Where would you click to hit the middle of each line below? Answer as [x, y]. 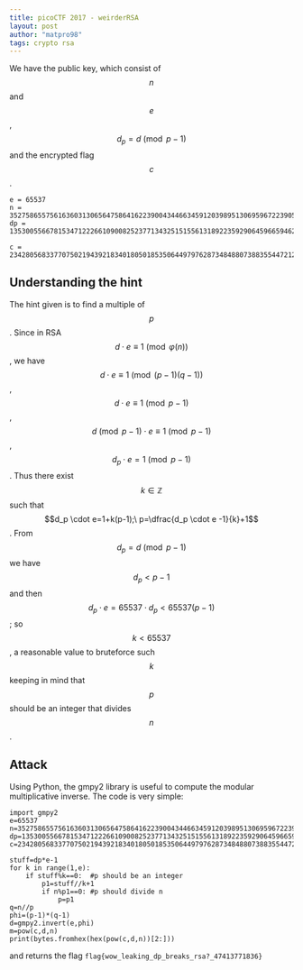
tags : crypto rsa [42, 43]
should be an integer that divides [70, 709]
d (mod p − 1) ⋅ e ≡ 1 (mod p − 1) [151, 431]
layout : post [34, 26]
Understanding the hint [76, 283]
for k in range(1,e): [50, 868]
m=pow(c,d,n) [34, 931]
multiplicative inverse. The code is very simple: [96, 796]
